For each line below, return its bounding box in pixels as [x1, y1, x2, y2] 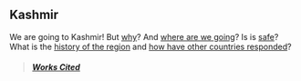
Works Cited [31, 62, 80, 73]
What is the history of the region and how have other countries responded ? [9, 41, 292, 52]
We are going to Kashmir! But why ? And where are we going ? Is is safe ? [9, 31, 279, 42]
